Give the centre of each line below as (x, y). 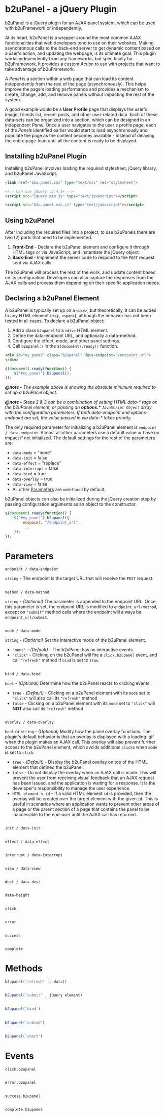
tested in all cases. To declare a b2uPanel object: (55, 321)
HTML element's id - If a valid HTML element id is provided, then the (82, 793)
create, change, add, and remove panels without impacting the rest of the (80, 94)
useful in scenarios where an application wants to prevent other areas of (86, 804)
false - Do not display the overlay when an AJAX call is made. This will (84, 772)
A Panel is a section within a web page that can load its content (69, 79)
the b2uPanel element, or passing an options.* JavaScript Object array (78, 407)
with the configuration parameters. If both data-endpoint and (67, 413)
